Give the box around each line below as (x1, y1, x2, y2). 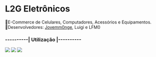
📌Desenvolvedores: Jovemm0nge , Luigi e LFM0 (5, 24, 100, 30)
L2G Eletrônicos (5, 3, 70, 14)
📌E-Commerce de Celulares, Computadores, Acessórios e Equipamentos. (5, 19, 152, 25)
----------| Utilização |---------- (5, 36, 82, 43)
